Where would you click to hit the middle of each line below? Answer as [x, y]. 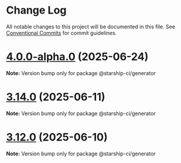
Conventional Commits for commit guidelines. [61, 32]
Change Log [36, 10]
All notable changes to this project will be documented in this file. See [91, 27]
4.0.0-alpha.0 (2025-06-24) [77, 57]
